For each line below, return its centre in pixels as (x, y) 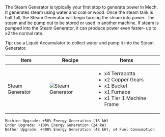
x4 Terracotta (120, 73)
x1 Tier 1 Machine (125, 98)
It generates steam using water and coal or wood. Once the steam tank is (79, 12)
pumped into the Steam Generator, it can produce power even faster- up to (81, 28)
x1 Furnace (117, 92)
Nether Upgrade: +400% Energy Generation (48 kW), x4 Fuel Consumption (80, 130)
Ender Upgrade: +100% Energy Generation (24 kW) (56, 125)
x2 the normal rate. (24, 33)
